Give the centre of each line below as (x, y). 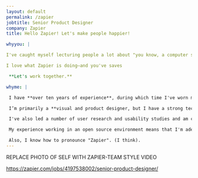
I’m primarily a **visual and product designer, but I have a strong (96, 108)
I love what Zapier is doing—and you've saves (64, 66)
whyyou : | (18, 44)
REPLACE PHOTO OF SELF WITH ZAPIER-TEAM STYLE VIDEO (82, 157)
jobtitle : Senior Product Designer (50, 22)
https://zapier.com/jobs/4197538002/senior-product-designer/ (82, 169)
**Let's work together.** (40, 76)
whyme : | (17, 87)
